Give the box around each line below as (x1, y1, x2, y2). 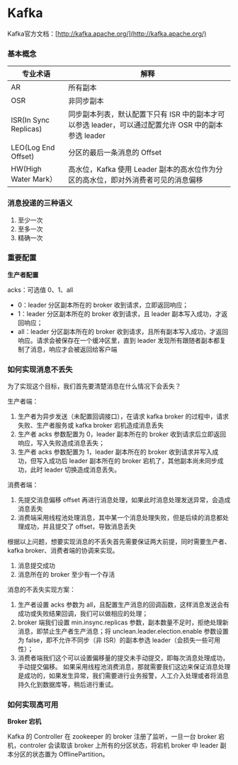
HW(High (11, 164, 42, 174)
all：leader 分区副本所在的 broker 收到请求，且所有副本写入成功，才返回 (17, 327, 229, 335)
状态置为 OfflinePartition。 (31, 750, 109, 759)
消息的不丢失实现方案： (7, 585, 76, 594)
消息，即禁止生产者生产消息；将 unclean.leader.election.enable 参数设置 (17, 627, 229, 636)
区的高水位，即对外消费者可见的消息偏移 (68, 175, 203, 185)
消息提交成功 (17, 561, 55, 570)
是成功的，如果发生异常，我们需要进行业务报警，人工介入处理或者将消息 (17, 671, 229, 680)
